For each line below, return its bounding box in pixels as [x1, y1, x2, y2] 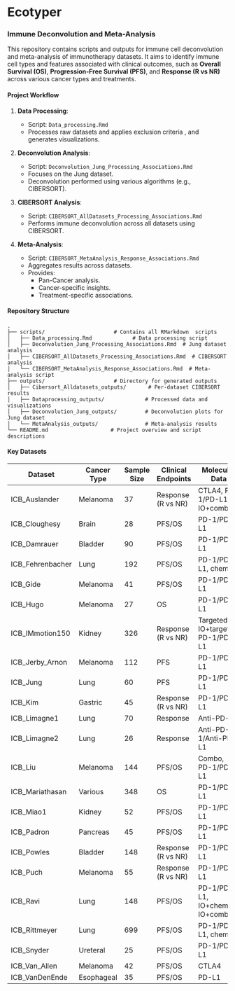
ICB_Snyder [10, 945, 50, 955]
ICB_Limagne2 [10, 733, 59, 743]
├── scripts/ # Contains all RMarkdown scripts [7, 328, 218, 335]
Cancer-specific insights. [38, 283, 111, 291]
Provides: [27, 268, 56, 277]
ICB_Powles [10, 847, 50, 857]
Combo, [198, 754, 225, 763]
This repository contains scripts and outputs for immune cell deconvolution [7, 45, 224, 53]
